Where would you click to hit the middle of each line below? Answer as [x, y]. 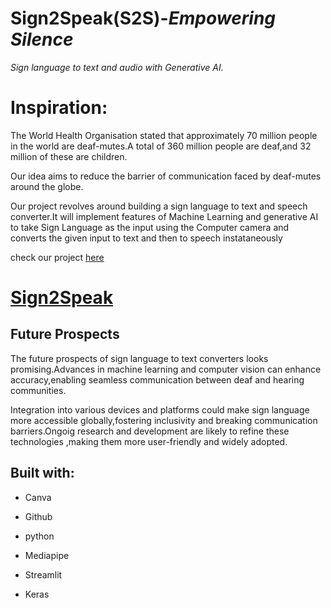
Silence [42, 39]
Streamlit [43, 574]
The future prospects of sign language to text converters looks [139, 358]
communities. [38, 390]
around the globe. [47, 186]
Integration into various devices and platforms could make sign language [160, 409]
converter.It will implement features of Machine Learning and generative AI [164, 216]
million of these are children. [69, 156]
